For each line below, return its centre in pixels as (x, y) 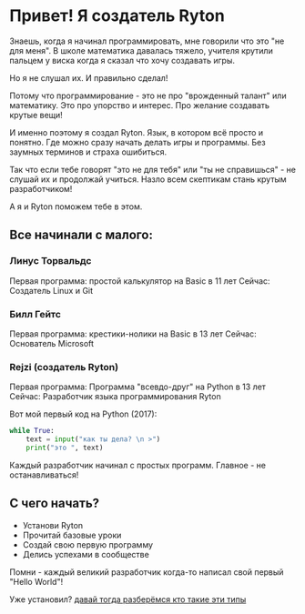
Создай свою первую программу (87, 544)
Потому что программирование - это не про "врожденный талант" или (148, 96)
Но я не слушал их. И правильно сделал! (89, 77)
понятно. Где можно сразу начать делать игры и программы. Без (137, 142)
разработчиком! (41, 188)
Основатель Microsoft (51, 343)
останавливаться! (44, 475)
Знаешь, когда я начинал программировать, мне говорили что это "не (147, 41)
